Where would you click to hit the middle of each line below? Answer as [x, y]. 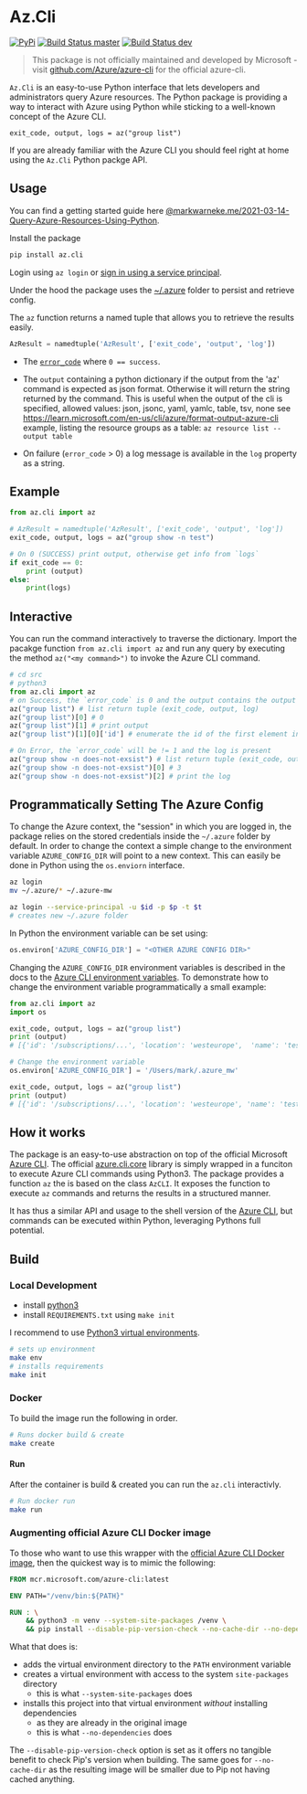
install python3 [51, 1305]
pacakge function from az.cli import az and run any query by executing [148, 648]
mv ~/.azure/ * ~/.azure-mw [61, 891]
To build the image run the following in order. [94, 1417]
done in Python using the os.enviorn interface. [97, 865]
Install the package [45, 238]
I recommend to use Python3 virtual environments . [105, 1332]
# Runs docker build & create [67, 1435]
